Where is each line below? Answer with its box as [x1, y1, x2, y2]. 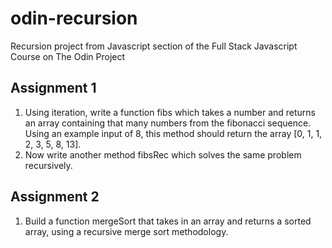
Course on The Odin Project [10, 50, 126, 62]
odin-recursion [10, 7, 138, 30]
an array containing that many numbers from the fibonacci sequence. [24, 117, 312, 129]
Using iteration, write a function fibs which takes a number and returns [24, 106, 317, 118]
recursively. [24, 159, 73, 171]
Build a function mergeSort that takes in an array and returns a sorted [24, 215, 312, 227]
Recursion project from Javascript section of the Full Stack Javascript [10, 40, 298, 52]
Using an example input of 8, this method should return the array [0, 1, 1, [24, 127, 323, 139]
